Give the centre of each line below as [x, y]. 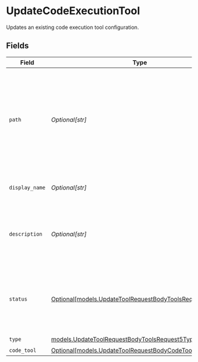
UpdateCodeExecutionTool [73, 11]
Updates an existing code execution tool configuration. [73, 27]
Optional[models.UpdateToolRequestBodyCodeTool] [123, 350]
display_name [27, 187]
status [18, 299]
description [26, 234]
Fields [18, 46]
